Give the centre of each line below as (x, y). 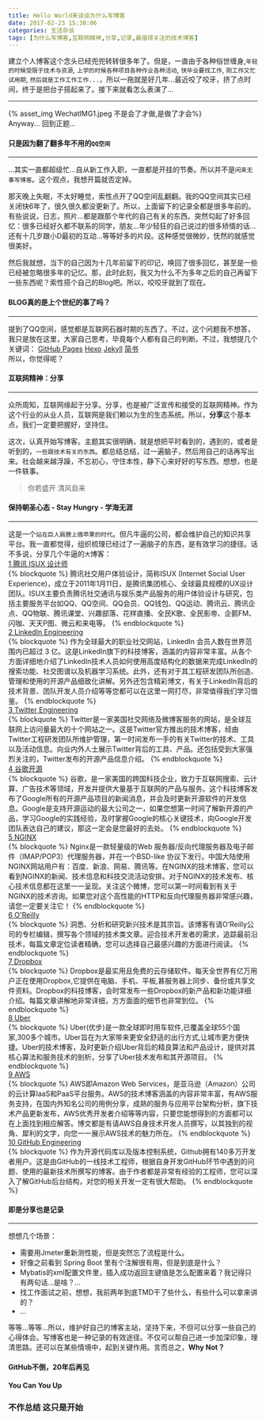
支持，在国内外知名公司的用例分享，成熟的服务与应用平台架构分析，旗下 (133, 1104)
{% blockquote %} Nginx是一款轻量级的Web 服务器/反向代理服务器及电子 (128, 847)
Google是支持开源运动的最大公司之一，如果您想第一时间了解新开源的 (134, 808)
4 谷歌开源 (25, 769)
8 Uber (20, 1018)
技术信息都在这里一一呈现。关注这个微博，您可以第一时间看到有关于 (126, 886)
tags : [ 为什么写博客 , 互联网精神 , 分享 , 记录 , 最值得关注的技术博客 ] (103, 38)
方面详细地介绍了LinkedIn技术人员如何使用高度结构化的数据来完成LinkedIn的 (133, 662)
